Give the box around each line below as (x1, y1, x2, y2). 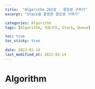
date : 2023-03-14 (5, 47, 40, 52)
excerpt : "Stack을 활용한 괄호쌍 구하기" (5, 12, 80, 17)
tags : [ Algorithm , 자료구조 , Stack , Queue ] (5, 25, 91, 30)
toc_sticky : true (5, 39, 40, 44)
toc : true (5, 34, 25, 39)
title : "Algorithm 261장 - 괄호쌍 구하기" (5, 7, 88, 12)
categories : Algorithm (5, 21, 51, 25)
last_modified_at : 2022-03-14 (5, 52, 67, 57)
